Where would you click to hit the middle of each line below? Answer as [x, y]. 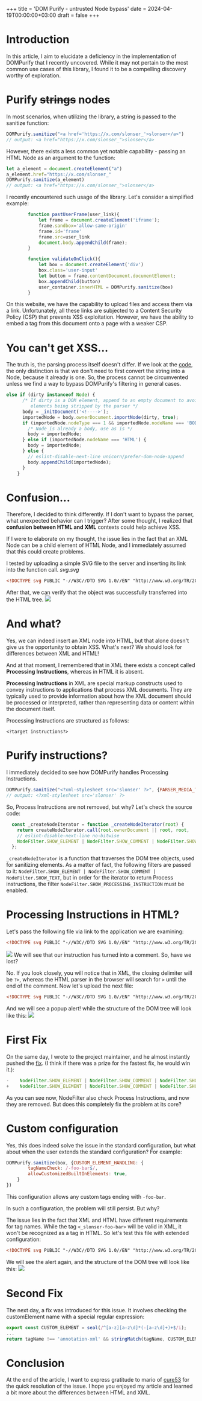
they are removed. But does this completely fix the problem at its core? [94, 1104]
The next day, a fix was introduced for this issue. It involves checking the [96, 1310]
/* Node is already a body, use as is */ [81, 429]
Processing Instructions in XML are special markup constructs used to [94, 683]
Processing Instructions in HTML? [93, 915]
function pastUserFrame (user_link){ [74, 215]
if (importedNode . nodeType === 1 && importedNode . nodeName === [103, 423]
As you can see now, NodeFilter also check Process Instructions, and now [98, 1097]
